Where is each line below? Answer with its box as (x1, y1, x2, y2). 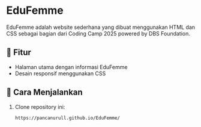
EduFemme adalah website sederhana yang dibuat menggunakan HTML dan (6, 23, 196, 31)
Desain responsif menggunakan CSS (14, 70, 106, 77)
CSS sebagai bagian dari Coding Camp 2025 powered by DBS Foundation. (6, 29, 191, 37)
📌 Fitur (6, 48, 32, 58)
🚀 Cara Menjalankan (6, 87, 83, 98)
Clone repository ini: (14, 103, 65, 110)
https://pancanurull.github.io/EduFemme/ (14, 115, 120, 121)
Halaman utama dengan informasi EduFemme (14, 63, 128, 70)
